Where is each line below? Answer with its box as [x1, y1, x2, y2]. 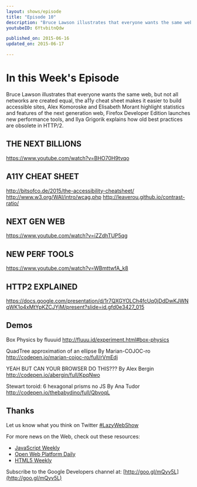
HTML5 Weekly [14, 456, 52, 464]
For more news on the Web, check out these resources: [6, 432, 141, 440]
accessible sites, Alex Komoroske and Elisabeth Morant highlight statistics [6, 103, 185, 110]
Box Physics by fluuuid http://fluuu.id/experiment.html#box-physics [6, 336, 169, 343]
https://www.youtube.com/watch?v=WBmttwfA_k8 [6, 265, 128, 272]
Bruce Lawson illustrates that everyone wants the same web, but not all [6, 90, 179, 97]
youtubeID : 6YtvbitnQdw [6, 25, 64, 31]
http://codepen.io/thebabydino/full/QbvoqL [6, 388, 110, 396]
